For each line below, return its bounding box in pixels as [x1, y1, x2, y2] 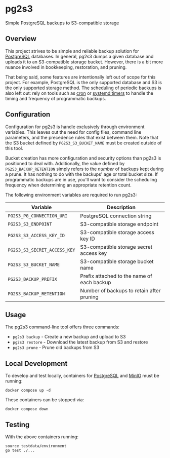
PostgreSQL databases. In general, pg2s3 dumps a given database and [5, 53, 154, 59]
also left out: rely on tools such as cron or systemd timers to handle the [5, 90, 153, 96]
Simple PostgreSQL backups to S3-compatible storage [5, 20, 119, 26]
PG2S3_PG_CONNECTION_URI [8, 213, 68, 218]
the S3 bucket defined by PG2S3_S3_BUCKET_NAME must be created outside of [5, 140, 162, 146]
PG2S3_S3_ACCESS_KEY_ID [8, 233, 65, 238]
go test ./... [5, 448, 35, 453]
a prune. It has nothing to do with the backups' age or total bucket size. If [5, 171, 158, 177]
